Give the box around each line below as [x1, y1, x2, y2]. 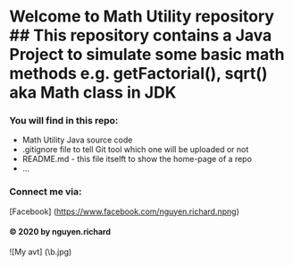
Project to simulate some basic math [9, 45, 285, 64]
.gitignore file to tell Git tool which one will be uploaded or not [21, 144, 249, 155]
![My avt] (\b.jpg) [9, 246, 72, 257]
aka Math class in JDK [9, 82, 177, 103]
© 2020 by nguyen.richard [9, 227, 112, 237]
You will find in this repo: [9, 115, 119, 127]
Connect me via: [9, 185, 82, 198]
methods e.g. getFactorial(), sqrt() [9, 64, 268, 84]
